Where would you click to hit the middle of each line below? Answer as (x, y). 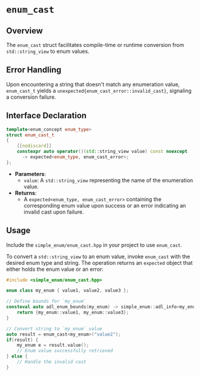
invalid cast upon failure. (54, 212)
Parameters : (30, 174)
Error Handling (34, 70)
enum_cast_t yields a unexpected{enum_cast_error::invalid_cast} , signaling (99, 90)
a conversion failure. (31, 97)
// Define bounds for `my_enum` (46, 302)
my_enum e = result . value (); (53, 345)
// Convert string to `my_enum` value (54, 328)
